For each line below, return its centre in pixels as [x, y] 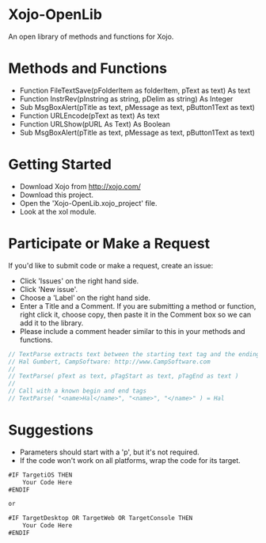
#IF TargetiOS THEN [40, 475]
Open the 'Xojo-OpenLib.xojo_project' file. [88, 203]
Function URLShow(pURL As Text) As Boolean [95, 123]
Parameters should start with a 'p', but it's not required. [109, 452]
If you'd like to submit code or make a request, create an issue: [111, 265]
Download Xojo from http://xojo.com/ [80, 186]
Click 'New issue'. [48, 289]
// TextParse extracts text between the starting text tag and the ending [134, 354]
